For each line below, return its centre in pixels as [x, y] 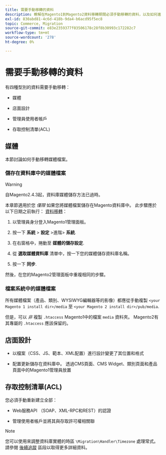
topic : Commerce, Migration [34, 24]
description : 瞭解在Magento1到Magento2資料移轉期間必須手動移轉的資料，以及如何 [81, 14]
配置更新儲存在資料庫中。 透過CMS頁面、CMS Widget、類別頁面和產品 [85, 364]
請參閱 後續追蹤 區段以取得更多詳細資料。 [47, 447]
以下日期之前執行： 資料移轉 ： [36, 211]
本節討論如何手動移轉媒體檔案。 [38, 159]
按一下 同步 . [24, 264]
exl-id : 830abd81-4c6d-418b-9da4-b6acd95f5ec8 [54, 19]
